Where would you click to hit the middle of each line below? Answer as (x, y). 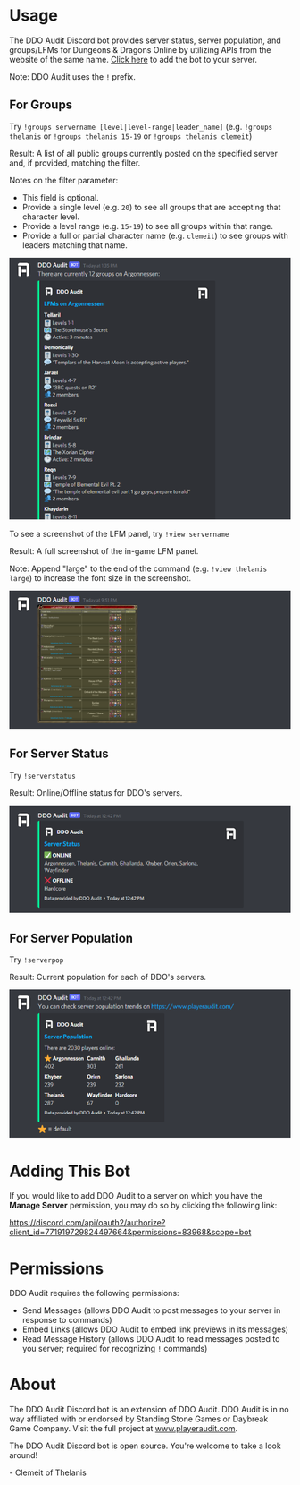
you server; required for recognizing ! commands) (115, 1349)
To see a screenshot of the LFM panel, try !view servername (119, 534)
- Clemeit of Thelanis (48, 1472)
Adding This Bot (70, 1171)
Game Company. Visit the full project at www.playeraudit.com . (124, 1429)
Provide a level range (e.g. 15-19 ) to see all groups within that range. (148, 226)
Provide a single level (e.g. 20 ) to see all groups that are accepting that (151, 207)
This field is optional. (61, 197)
